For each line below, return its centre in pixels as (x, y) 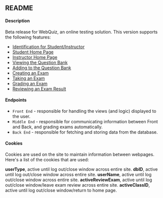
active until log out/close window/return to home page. (61, 190)
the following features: (28, 37)
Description (18, 21)
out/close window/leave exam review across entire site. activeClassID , (78, 185)
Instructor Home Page (35, 57)
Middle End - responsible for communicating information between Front (85, 121)
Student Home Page (33, 52)
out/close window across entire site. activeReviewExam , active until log (79, 180)
